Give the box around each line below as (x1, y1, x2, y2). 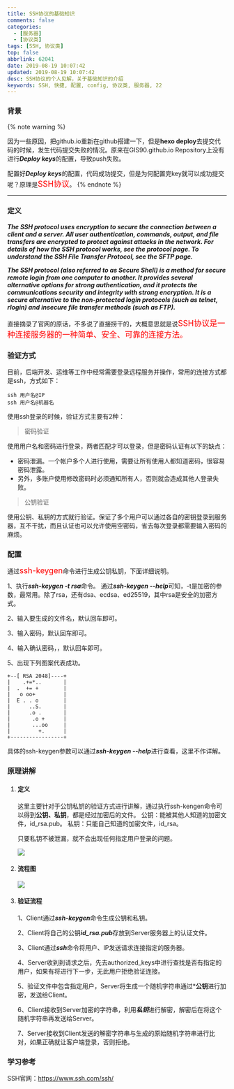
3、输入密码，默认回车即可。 (7, 629, 91, 637)
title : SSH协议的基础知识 (7, 10, 75, 17)
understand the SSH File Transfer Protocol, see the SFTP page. (7, 252, 194, 261)
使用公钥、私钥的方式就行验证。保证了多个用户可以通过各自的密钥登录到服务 (7, 513, 227, 521)
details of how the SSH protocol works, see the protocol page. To (7, 245, 199, 253)
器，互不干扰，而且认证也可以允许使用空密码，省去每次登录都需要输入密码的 (7, 521, 227, 530)
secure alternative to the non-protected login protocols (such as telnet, (7, 295, 218, 304)
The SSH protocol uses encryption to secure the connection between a (7, 222, 217, 231)
